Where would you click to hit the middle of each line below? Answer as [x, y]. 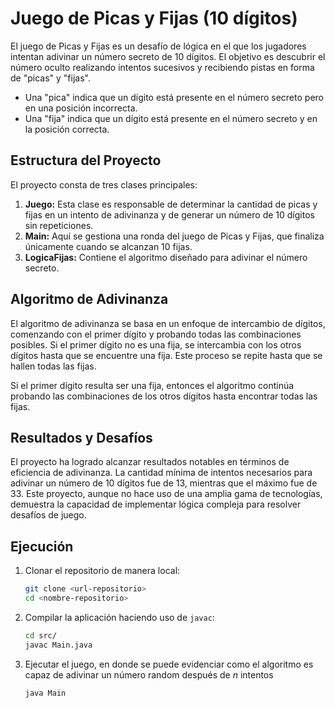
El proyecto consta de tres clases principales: [104, 184]
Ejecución [42, 546]
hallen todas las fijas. [53, 366]
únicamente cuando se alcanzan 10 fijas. [108, 246]
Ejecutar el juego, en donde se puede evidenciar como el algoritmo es [169, 664]
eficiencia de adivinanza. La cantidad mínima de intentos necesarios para [161, 473]
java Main [45, 693]
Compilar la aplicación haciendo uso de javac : [119, 617]
